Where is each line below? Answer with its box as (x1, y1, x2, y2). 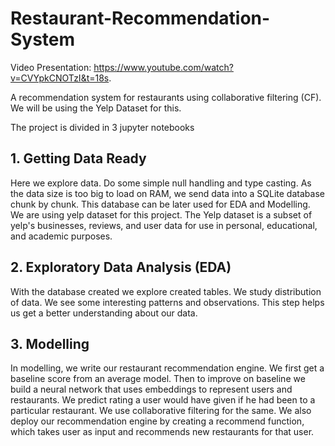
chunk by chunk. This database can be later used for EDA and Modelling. (10, 198, 311, 210)
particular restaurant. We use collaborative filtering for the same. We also (10, 405, 312, 417)
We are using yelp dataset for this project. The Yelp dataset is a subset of (10, 208, 313, 221)
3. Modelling (10, 335, 90, 352)
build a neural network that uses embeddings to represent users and (10, 383, 293, 396)
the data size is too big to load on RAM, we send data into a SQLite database (10, 187, 325, 199)
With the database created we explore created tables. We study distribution (10, 285, 322, 297)
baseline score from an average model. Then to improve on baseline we (10, 373, 306, 385)
